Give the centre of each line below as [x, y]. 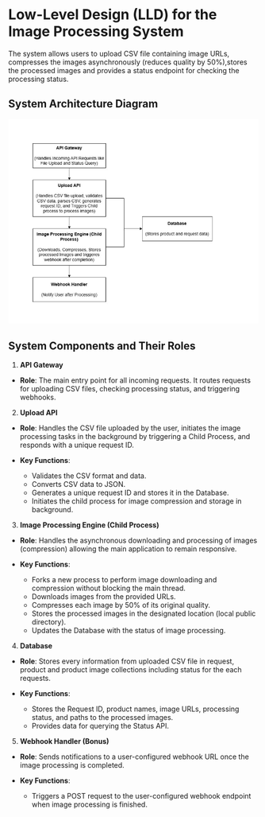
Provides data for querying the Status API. [100, 726]
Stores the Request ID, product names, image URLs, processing [135, 709]
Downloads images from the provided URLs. [104, 596]
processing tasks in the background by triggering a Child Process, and [135, 436]
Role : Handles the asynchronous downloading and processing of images [138, 540]
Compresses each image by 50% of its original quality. [121, 605]
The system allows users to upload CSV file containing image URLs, [119, 53]
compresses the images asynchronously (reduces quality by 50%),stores [128, 62]
